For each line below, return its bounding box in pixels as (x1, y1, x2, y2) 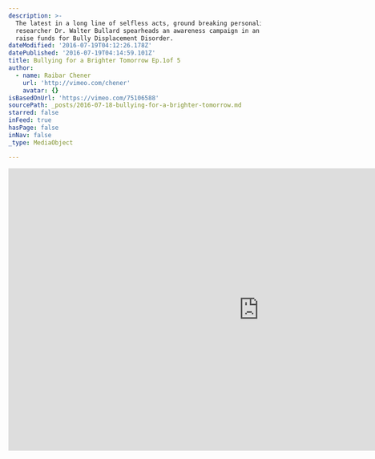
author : (8, 64, 34, 72)
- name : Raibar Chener (15, 71, 91, 79)
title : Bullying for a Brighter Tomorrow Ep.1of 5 (8, 57, 181, 65)
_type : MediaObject (8, 138, 74, 147)
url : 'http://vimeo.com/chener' (22, 79, 131, 87)
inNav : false (8, 131, 52, 139)
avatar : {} (22, 86, 59, 95)
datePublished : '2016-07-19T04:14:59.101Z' (8, 49, 156, 57)
